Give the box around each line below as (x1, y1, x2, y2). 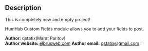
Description (5, 4, 41, 12)
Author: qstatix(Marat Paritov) (5, 35, 66, 41)
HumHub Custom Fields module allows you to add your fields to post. (5, 26, 144, 32)
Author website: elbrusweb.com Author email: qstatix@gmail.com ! (5, 40, 142, 46)
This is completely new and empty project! (5, 16, 91, 22)
